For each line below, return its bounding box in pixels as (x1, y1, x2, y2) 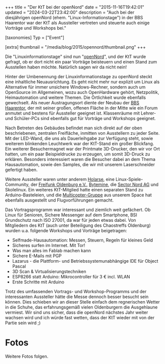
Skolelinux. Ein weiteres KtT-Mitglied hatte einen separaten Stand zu (5, 187, 143, 192)
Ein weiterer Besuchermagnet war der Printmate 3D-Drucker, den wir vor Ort (5, 146, 160, 152)
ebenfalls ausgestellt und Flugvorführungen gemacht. (5, 197, 114, 203)
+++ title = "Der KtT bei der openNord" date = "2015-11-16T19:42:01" (5, 4, 144, 10)
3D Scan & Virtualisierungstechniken (12, 269, 86, 274)
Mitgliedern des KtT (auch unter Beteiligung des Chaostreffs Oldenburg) (5, 222, 151, 228)
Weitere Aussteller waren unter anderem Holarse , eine (5, 177, 115, 182)
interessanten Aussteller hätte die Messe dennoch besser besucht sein (5, 294, 149, 300)
